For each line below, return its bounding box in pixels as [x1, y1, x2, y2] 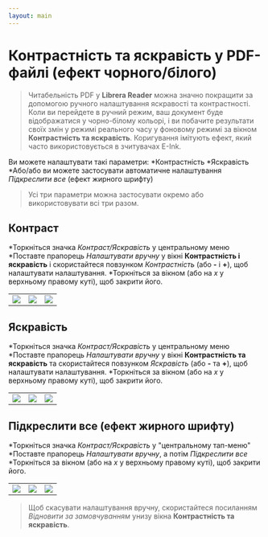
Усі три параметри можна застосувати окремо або [27, 190, 204, 199]
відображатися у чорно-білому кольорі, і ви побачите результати [27, 116, 254, 125]
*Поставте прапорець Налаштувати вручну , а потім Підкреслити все [8, 449, 248, 458]
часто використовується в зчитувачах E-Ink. [27, 141, 182, 151]
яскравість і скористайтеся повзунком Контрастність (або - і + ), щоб [8, 260, 249, 269]
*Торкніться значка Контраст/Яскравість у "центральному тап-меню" [8, 441, 251, 450]
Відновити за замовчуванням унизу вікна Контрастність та [27, 511, 235, 521]
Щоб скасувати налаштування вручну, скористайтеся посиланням [27, 503, 258, 512]
